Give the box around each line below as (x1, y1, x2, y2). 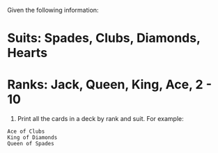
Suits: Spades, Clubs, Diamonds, (7, 31, 201, 46)
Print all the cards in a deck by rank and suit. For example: (17, 115, 185, 123)
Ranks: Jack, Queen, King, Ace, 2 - (7, 76, 212, 92)
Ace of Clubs (7, 128, 45, 135)
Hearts (7, 45, 47, 61)
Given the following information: (7, 6, 99, 14)
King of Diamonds (7, 134, 58, 141)
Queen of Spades (7, 140, 54, 147)
